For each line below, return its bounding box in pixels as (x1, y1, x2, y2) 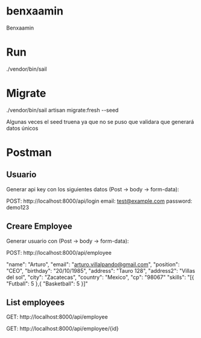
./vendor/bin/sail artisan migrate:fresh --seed (6, 106, 119, 113)
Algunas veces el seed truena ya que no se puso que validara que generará (6, 118, 194, 125)
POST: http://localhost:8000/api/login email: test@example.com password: (6, 197, 193, 205)
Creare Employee (6, 222, 72, 232)
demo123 (6, 203, 29, 211)
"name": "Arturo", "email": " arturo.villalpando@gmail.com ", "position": (6, 261, 180, 268)
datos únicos (6, 124, 39, 132)
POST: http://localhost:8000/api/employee (6, 249, 112, 256)
